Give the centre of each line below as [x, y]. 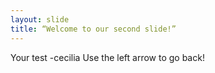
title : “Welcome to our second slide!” [93, 29]
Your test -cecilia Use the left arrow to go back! [107, 57]
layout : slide [40, 19]
